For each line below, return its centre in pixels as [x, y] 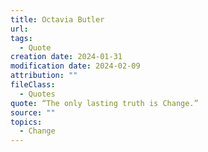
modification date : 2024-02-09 [75, 66]
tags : [21, 38]
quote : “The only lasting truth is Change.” [104, 103]
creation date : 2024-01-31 [66, 57]
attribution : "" [44, 76]
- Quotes [37, 94]
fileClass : [33, 85]
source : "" [33, 112]
